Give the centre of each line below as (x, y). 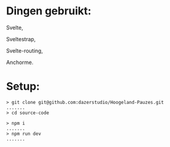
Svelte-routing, (24, 50)
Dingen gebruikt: (49, 11)
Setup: (23, 86)
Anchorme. (20, 62)
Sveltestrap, (21, 39)
